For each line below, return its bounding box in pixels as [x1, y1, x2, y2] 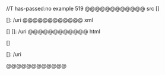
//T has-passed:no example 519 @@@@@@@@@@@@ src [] [6, 5, 160, 12]
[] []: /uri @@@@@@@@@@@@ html [6, 28, 101, 35]
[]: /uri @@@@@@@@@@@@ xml [6, 17, 93, 23]
